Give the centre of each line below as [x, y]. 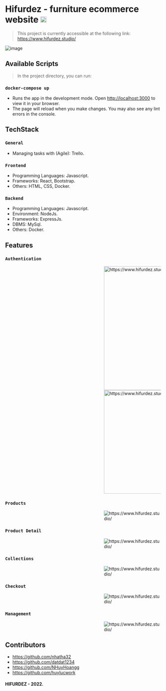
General [14, 143]
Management [18, 614]
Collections [20, 558]
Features [19, 245]
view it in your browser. [36, 104]
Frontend [16, 165]
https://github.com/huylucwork [44, 673]
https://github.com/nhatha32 [42, 657]
